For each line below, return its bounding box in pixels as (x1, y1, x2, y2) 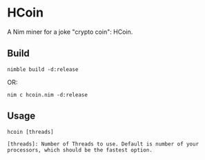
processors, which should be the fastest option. (7, 146, 153, 153)
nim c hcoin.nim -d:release (7, 91, 88, 98)
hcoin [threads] (7, 128, 54, 135)
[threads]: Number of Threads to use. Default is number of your (7, 140, 199, 148)
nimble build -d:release (7, 66, 79, 73)
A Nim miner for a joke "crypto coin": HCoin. (7, 28, 133, 36)
